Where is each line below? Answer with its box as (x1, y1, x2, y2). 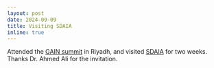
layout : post (7, 10, 45, 17)
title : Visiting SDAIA (7, 22, 72, 29)
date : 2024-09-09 (7, 16, 57, 23)
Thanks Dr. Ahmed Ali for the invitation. (7, 55, 118, 63)
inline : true (7, 29, 45, 36)
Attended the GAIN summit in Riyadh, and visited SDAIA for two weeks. (7, 48, 208, 56)
